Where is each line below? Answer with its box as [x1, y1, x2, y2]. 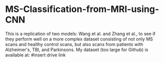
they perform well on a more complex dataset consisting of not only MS [5, 36, 153, 42]
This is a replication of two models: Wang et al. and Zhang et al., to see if [5, 30, 155, 36]
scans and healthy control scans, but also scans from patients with [5, 41, 143, 47]
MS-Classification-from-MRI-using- [5, 3, 159, 15]
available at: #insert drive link [5, 51, 66, 58]
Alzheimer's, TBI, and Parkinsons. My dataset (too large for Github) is [5, 46, 148, 52]
